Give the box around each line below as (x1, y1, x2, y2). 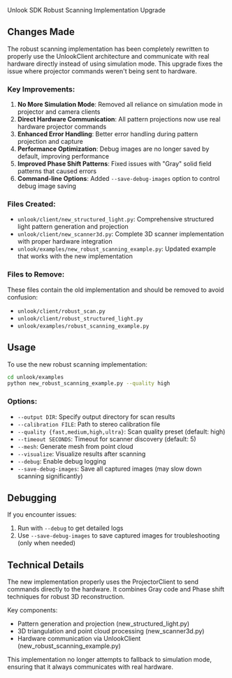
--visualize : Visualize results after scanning (17, 450, 146, 458)
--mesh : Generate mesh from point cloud (17, 442, 134, 450)
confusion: (7, 293, 38, 301)
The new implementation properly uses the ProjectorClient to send (7, 577, 199, 586)
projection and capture (17, 138, 84, 146)
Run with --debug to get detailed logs (17, 524, 124, 533)
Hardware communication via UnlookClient (17, 635, 141, 643)
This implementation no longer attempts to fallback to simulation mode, (7, 656, 212, 664)
